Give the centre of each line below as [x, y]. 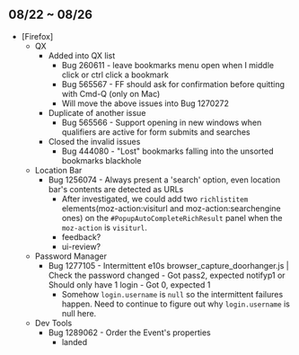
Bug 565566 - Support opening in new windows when [162, 122]
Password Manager [70, 256]
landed [75, 342]
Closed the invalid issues [94, 141]
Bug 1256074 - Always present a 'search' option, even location [164, 180]
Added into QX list [82, 55]
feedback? [81, 236]
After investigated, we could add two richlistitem [155, 199]
